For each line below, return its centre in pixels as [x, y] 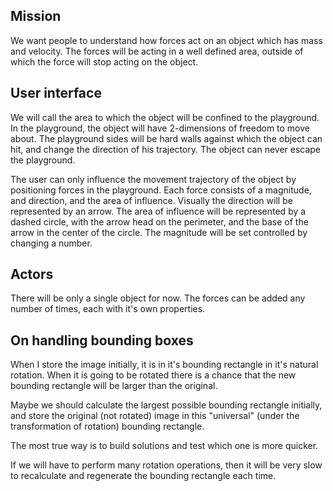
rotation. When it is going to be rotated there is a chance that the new [153, 375]
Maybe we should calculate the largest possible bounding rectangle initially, [166, 405]
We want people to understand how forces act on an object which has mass [166, 40]
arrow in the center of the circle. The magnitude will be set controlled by [159, 232]
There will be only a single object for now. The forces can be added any [158, 298]
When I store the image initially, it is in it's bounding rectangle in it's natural [164, 365]
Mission [36, 16]
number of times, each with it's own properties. [108, 309]
